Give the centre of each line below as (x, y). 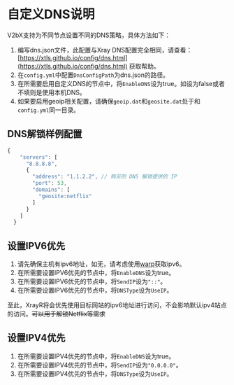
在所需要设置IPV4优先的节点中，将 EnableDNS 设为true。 (96, 356)
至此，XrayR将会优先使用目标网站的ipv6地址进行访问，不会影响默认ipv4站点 (117, 305)
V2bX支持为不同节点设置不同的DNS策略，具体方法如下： (89, 35)
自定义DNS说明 (51, 14)
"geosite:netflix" (65, 196)
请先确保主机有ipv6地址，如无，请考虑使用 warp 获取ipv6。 (101, 264)
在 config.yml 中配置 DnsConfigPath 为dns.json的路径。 (93, 75)
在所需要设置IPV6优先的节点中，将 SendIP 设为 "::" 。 (92, 281)
